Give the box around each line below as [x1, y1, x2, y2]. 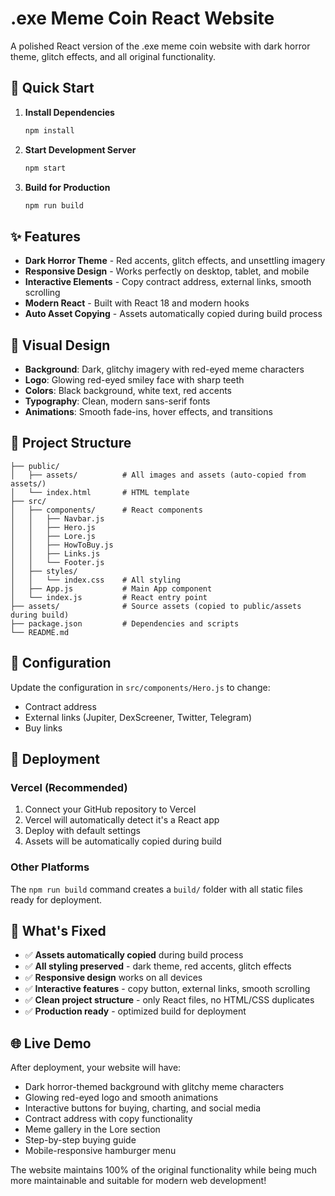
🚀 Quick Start [10, 80, 95, 97]
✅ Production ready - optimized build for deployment [24, 1005, 247, 1017]
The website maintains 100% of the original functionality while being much [10, 1164, 318, 1176]
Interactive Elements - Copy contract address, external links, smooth [24, 276, 312, 288]
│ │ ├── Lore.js [10, 531, 97, 541]
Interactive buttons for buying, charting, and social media [24, 1102, 262, 1114]
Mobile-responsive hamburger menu [24, 1145, 177, 1157]
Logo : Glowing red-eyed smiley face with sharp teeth [24, 374, 245, 386]
